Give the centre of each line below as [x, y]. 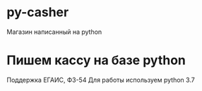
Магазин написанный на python [54, 32]
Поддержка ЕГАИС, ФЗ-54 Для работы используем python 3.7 [101, 80]
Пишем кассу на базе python [96, 60]
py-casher [38, 12]
